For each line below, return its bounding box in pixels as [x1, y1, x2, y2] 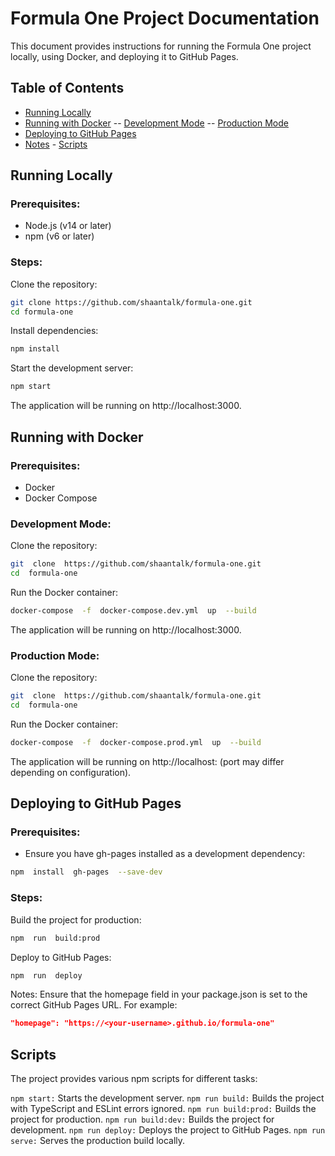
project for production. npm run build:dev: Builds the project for [10, 1113, 275, 1126]
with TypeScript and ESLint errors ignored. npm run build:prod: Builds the [10, 1103, 317, 1115]
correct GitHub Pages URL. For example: [10, 999, 178, 1011]
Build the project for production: [10, 913, 142, 926]
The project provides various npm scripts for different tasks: [10, 1073, 258, 1085]
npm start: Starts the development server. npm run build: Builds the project [10, 1092, 325, 1104]
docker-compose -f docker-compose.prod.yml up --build [10, 737, 262, 747]
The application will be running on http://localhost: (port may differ [10, 755, 285, 767]
